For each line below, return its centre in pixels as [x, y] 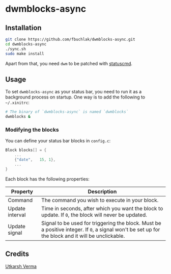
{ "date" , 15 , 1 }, [35, 160]
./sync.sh [16, 49]
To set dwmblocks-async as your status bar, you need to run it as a [74, 92]
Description [102, 191]
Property [22, 191]
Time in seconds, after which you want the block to [102, 208]
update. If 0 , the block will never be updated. [94, 215]
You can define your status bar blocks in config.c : [58, 141]
